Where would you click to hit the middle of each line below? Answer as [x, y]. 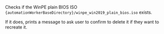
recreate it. [16, 27]
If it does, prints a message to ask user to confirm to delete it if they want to [82, 22]
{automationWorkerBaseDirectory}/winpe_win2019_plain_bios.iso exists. [79, 12]
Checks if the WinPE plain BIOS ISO [41, 7]
